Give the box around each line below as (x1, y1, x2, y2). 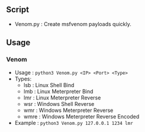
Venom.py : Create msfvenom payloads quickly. (14, 20, 132, 27)
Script (6, 5, 30, 15)
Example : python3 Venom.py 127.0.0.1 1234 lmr (14, 119, 133, 126)
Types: (14, 75, 31, 82)
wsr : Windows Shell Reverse (23, 100, 95, 107)
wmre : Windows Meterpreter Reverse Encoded (23, 112, 140, 120)
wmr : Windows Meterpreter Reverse (23, 107, 114, 114)
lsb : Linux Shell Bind (23, 81, 75, 88)
